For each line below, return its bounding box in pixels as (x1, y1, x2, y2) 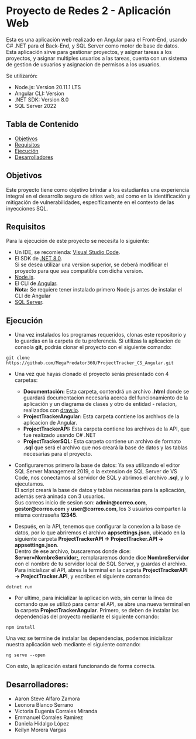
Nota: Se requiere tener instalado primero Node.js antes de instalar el (14, 286, 183, 293)
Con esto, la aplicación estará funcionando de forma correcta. (6, 663, 156, 670)
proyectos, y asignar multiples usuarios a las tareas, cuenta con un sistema (6, 55, 187, 62)
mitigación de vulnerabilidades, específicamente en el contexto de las (6, 198, 174, 206)
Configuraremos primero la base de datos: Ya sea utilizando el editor (14, 462, 180, 469)
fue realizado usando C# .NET (23, 432, 97, 439)
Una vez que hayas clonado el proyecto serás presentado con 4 (14, 371, 169, 378)
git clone (6, 355, 30, 361)
